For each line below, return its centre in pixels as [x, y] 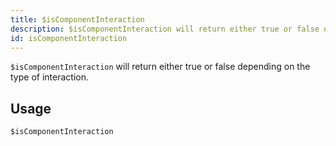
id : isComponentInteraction [69, 38]
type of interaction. [49, 77]
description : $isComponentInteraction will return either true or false [165, 29]
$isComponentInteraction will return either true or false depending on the [160, 67]
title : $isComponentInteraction [77, 19]
